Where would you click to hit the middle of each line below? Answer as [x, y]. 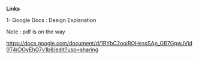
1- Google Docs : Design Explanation [51, 20]
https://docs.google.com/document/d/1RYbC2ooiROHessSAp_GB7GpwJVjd [99, 43]
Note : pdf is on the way [36, 32]
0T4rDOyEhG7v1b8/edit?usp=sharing [52, 49]
